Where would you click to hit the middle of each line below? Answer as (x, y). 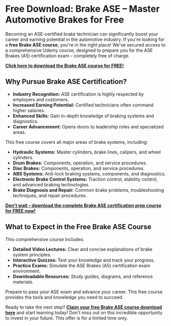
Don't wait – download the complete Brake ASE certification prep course (83, 205)
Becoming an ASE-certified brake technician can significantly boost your (82, 34)
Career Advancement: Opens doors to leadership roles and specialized (88, 126)
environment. (27, 271)
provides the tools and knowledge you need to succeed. (64, 297)
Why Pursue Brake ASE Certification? (66, 82)
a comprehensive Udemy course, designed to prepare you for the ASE (79, 50)
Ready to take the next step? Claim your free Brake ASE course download (84, 307)
